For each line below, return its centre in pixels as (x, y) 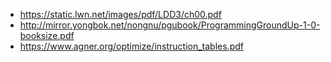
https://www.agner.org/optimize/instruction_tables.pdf (131, 46)
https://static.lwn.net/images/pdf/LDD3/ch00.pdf (120, 14)
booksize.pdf (47, 35)
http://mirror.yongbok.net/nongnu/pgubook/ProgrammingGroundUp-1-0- (170, 25)
